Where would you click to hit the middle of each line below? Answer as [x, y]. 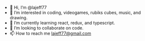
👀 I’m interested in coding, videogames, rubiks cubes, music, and [75, 13]
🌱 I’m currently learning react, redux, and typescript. [62, 23]
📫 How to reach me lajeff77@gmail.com [50, 33]
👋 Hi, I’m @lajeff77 [28, 7]
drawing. [19, 18]
